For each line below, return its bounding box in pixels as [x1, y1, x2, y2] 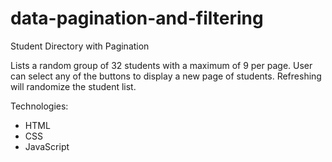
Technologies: [10, 100, 69, 112]
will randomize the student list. [10, 80, 137, 92]
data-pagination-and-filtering [10, 7, 264, 30]
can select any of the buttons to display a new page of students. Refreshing [10, 70, 322, 82]
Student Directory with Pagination [10, 40, 150, 52]
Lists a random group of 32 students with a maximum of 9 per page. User [10, 59, 313, 71]
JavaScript [24, 140, 70, 152]
